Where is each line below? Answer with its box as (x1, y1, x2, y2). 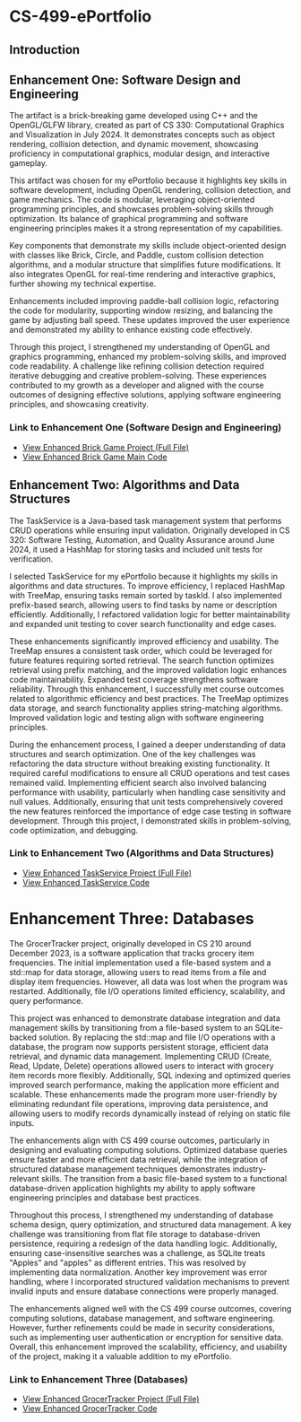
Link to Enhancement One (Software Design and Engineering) (9, 422, 282, 434)
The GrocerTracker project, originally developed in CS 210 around (9, 938, 252, 948)
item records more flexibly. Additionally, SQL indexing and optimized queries (9, 1069, 291, 1080)
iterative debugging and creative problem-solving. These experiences (9, 371, 267, 381)
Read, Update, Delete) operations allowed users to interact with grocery (9, 1060, 275, 1071)
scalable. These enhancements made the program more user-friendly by (9, 1088, 278, 1100)
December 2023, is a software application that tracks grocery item (9, 947, 255, 958)
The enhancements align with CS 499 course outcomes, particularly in (9, 1135, 271, 1146)
